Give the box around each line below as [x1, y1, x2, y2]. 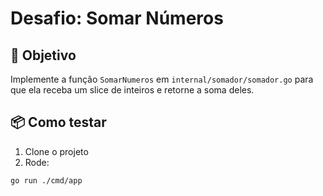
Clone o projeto [24, 145, 89, 157]
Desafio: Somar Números [10, 7, 224, 30]
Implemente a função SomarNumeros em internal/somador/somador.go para [10, 73, 314, 85]
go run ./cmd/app [10, 175, 83, 186]
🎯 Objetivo [10, 47, 77, 64]
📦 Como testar [10, 114, 107, 131]
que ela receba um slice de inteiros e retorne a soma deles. [10, 84, 255, 96]
